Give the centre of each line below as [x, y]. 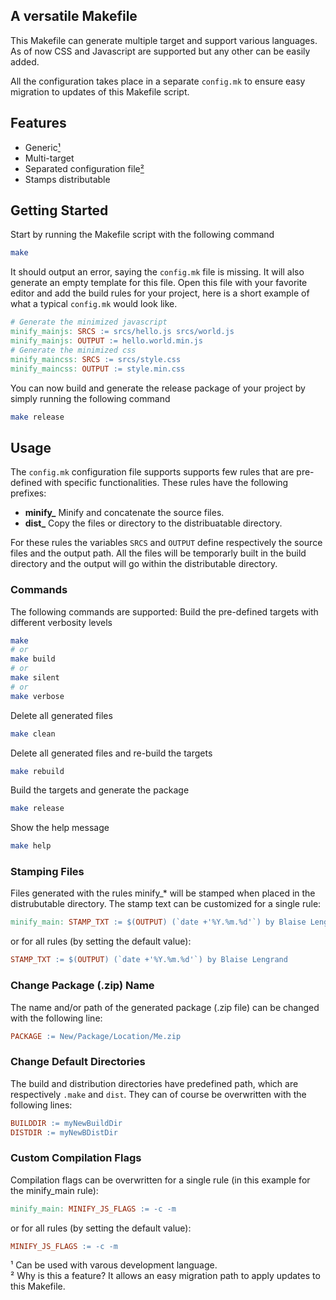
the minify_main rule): [54, 1190]
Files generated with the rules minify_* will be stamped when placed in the [163, 893]
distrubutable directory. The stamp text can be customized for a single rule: [166, 904]
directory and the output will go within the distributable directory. [144, 564]
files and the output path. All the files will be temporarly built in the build [158, 553]
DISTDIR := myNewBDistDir [64, 1132]
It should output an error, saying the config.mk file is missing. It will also [157, 272]
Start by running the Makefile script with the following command [142, 235]
